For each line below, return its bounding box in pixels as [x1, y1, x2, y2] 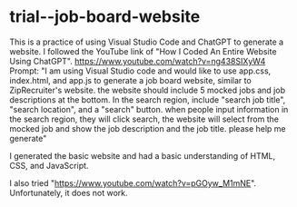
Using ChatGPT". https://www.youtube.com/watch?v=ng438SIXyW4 [9, 55, 266, 66]
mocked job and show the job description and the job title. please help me [9, 123, 286, 133]
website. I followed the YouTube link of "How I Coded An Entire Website [9, 45, 277, 56]
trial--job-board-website [9, 6, 201, 27]
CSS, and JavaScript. [9, 160, 89, 171]
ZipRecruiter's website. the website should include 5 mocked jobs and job [9, 84, 286, 95]
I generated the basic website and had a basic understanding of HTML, [9, 150, 276, 161]
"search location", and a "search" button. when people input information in [9, 103, 289, 114]
